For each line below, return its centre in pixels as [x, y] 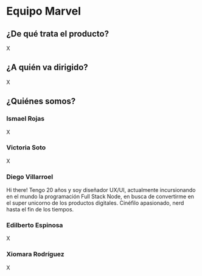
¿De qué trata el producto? [58, 34]
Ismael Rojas [25, 119]
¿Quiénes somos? [41, 101]
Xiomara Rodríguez [36, 254]
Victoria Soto [26, 147]
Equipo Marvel [44, 11]
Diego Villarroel [30, 177]
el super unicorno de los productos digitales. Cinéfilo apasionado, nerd [95, 203]
